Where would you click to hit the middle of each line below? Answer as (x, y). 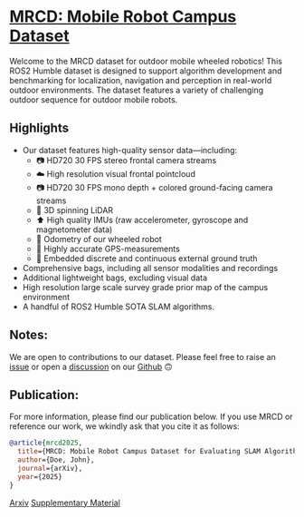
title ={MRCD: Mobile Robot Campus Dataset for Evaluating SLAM (139, 452)
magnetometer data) (74, 229)
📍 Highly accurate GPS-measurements (108, 249)
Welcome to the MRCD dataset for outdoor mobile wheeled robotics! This (146, 61)
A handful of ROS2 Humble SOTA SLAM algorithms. (119, 307)
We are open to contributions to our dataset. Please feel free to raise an (142, 356)
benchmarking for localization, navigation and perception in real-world (141, 80)
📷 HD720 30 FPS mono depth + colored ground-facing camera (154, 187)
